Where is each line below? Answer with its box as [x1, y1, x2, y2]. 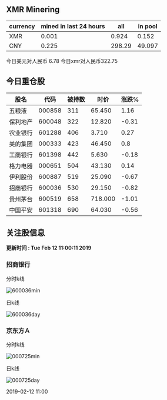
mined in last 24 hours [41, 22, 105, 30]
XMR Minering [6, 5, 60, 15]
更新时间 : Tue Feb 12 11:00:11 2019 [6, 244, 92, 252]
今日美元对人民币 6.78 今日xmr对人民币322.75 [6, 57, 118, 64]
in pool [138, 22, 158, 30]
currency [9, 22, 35, 30]
